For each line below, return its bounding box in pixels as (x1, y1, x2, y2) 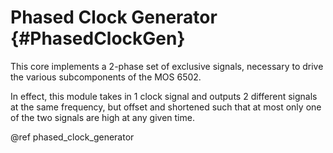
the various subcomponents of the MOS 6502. (10, 71, 202, 83)
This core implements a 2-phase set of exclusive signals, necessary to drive (10, 60, 324, 72)
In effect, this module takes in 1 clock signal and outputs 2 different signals (10, 90, 318, 102)
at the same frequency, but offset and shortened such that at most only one (10, 101, 322, 113)
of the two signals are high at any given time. (10, 111, 195, 123)
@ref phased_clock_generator (10, 131, 135, 143)
